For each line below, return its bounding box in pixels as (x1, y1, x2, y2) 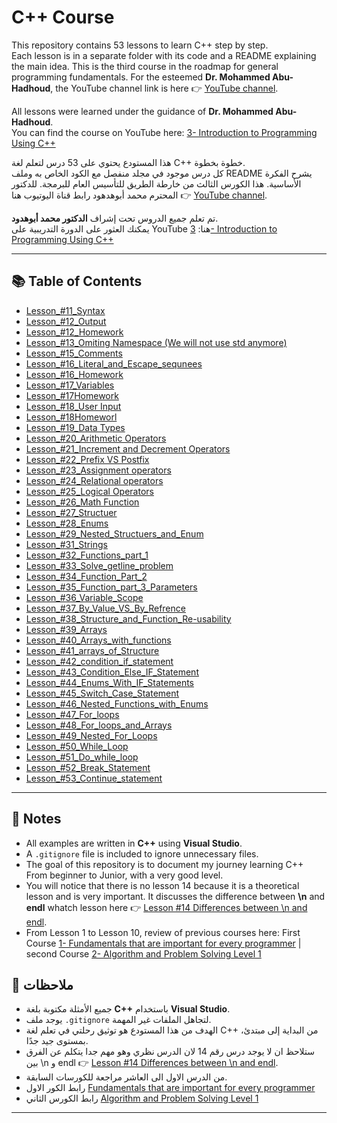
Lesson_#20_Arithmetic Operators (25, 432, 167, 444)
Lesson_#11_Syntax (25, 304, 106, 316)
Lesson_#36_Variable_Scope (25, 591, 144, 603)
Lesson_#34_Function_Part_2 (25, 570, 148, 582)
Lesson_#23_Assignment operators (25, 464, 172, 476)
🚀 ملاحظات (11, 976, 74, 993)
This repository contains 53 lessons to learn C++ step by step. (11, 39, 269, 51)
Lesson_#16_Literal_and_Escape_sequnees (25, 357, 203, 370)
